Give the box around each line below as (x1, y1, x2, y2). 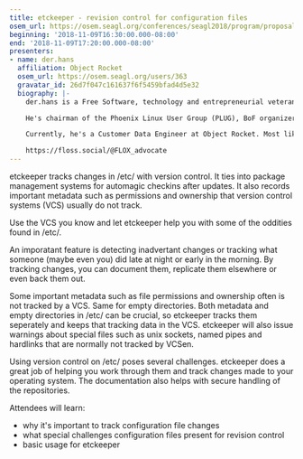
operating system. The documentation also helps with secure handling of (9, 376, 281, 386)
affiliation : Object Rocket (17, 64, 124, 73)
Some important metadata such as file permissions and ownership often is (9, 291, 286, 301)
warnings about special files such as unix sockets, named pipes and (9, 329, 262, 340)
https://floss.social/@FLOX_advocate (25, 146, 168, 155)
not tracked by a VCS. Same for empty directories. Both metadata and (9, 300, 269, 311)
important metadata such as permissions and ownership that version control (9, 191, 293, 201)
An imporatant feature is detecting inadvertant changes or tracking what (9, 245, 278, 255)
